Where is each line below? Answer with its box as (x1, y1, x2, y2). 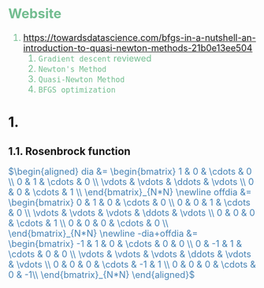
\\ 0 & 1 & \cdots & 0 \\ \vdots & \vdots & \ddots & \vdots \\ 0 (8, 175, 255, 187)
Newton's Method (38, 65, 107, 75)
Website (8, 5, 61, 22)
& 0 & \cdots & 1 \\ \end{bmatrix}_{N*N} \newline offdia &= (8, 186, 252, 198)
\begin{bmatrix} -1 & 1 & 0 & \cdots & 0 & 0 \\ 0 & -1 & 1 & (8, 238, 243, 249)
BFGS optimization (38, 85, 116, 95)
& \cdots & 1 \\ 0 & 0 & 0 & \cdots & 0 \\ (8, 217, 169, 229)
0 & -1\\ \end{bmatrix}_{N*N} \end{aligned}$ (8, 269, 195, 280)
